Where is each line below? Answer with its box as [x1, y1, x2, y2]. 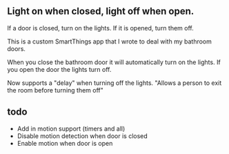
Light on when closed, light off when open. [7, 6, 195, 17]
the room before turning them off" [7, 86, 103, 94]
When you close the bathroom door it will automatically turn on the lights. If [7, 58, 221, 66]
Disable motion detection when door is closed [17, 131, 148, 140]
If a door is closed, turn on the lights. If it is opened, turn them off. [7, 23, 195, 32]
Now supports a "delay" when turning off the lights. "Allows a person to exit [7, 79, 222, 87]
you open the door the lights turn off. [7, 65, 112, 73]
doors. [7, 44, 26, 52]
